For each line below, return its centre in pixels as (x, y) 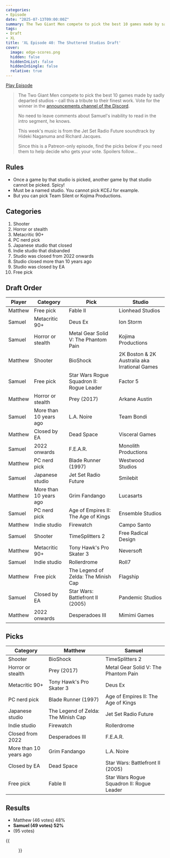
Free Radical (133, 533)
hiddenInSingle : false (34, 66)
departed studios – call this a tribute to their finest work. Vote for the (89, 101)
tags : (11, 29)
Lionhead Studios (139, 310)
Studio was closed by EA (39, 266)
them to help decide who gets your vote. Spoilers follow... (78, 151)
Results (18, 808)
